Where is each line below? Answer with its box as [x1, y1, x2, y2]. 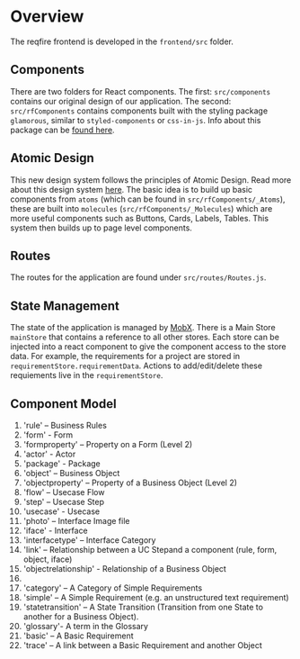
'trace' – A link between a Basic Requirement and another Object [22, 640, 263, 650]
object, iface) [22, 554, 73, 564]
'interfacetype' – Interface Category [22, 535, 156, 546]
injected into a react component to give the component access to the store [10, 341, 287, 352]
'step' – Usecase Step [22, 497, 105, 507]
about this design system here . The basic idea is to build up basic [10, 184, 253, 194]
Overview [10, 6, 84, 27]
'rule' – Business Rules [22, 420, 107, 430]
